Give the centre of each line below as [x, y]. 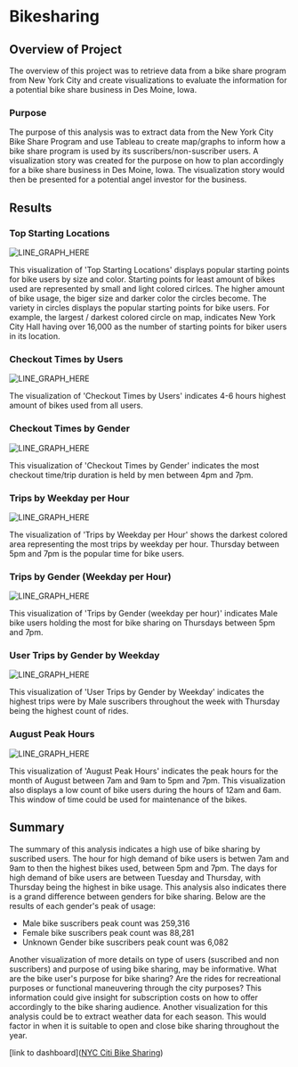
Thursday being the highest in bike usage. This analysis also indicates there [148, 887]
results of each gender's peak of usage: [82, 906]
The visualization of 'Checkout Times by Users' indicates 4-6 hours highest [148, 396]
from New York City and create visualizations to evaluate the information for [148, 80]
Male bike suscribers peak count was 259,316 [106, 923]
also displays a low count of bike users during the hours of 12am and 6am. [145, 790]
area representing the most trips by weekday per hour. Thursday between [145, 544]
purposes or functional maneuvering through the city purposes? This [136, 988]
